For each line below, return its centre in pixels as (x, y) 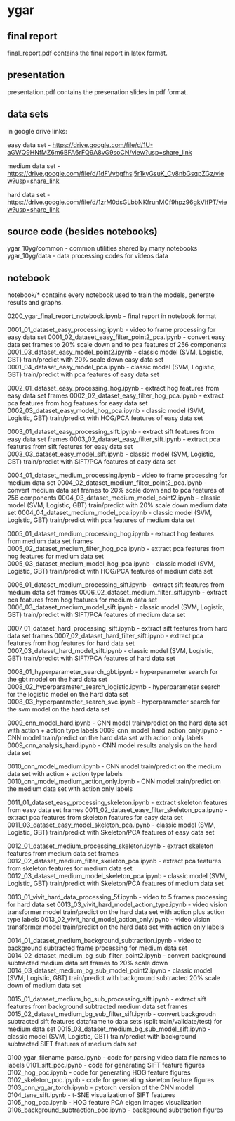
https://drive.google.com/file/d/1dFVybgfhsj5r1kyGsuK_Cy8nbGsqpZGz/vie (116, 173)
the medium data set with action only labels (70, 789)
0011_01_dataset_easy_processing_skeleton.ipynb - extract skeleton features (117, 803)
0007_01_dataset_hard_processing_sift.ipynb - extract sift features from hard (117, 628)
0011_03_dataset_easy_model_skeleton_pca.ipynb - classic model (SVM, (112, 825)
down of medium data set (44, 986)
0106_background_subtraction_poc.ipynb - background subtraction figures (115, 1110)
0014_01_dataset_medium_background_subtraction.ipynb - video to (105, 941)
